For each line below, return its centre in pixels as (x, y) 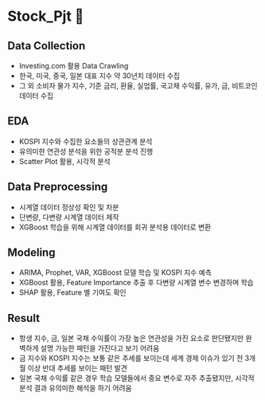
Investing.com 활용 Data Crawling (74, 66)
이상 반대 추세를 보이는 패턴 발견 (78, 368)
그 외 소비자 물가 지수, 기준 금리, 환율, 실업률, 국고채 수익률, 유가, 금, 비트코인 (138, 86)
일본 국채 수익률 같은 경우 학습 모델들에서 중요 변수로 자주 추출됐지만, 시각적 (137, 378)
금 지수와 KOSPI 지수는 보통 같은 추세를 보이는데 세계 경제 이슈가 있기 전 (131, 359)
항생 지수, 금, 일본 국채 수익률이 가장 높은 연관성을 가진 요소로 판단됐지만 (131, 339)
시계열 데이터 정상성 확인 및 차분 (69, 207)
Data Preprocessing (58, 187)
